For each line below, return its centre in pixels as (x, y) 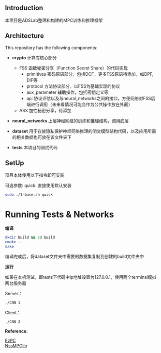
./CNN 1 (13, 303)
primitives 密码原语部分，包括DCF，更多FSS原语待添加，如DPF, (90, 74)
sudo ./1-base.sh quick (29, 195)
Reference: (16, 331)
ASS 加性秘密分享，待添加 (45, 110)
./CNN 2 (13, 322)
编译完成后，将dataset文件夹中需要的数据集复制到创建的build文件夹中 (74, 256)
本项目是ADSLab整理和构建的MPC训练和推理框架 (54, 20)
